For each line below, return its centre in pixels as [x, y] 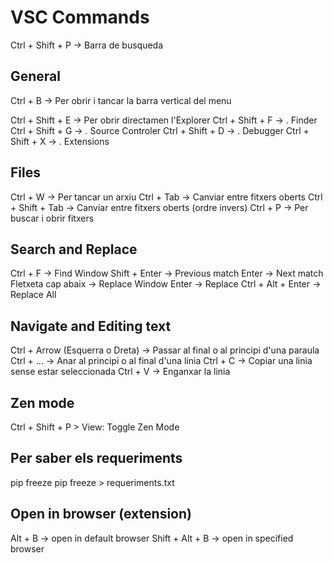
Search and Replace [74, 249]
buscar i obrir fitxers [52, 218]
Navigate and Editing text [91, 326]
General [36, 76]
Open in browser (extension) [101, 514]
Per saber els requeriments [96, 458]
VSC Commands [80, 17]
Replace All [33, 295]
